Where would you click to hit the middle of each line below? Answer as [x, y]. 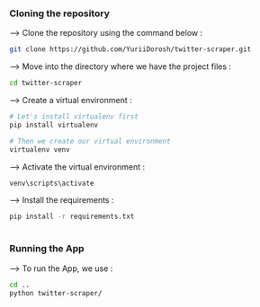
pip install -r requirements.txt [72, 217]
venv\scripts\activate [52, 183]
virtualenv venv [40, 149]
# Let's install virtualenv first [74, 117]
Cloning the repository [59, 13]
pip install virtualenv [54, 125]
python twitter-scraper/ [56, 293]
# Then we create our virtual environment [90, 141]
